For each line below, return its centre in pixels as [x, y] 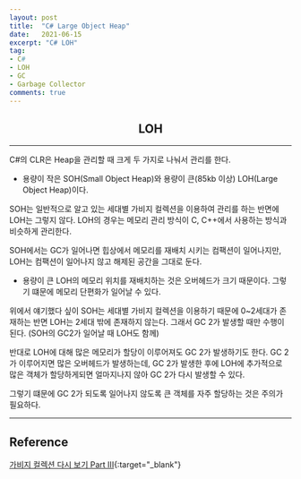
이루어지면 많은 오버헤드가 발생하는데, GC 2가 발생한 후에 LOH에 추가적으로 [150, 364]
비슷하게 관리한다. [41, 231]
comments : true [38, 92]
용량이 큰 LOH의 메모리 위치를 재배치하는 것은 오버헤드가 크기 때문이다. [146, 281]
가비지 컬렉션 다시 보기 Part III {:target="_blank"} [95, 465]
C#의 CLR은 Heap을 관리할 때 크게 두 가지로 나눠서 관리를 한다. [120, 160]
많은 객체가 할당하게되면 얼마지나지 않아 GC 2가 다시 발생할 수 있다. [127, 375]
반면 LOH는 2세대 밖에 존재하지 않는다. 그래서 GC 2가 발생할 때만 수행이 [159, 322]
